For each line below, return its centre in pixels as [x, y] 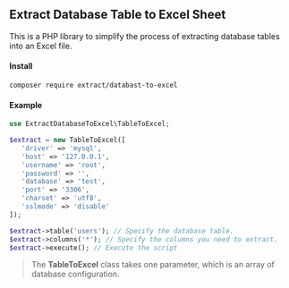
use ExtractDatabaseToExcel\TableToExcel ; [89, 124]
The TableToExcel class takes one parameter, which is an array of [153, 265]
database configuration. [75, 274]
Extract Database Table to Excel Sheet [118, 15]
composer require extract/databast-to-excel [93, 85]
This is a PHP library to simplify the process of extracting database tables [144, 36]
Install [21, 66]
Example [26, 105]
